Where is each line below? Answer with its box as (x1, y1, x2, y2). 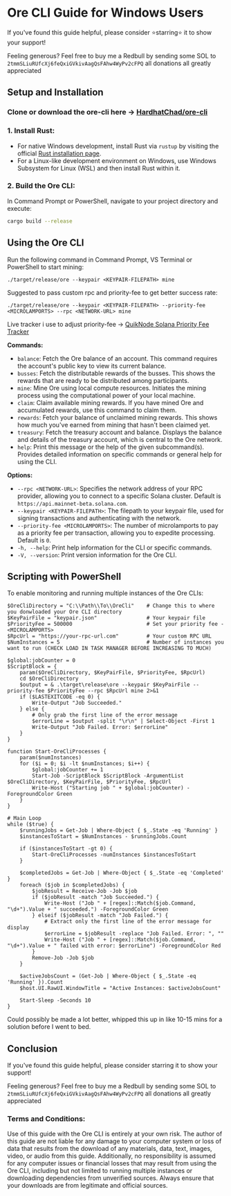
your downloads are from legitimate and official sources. (7, 1181, 168, 1190)
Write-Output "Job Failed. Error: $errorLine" (32, 724, 169, 731)
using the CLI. (17, 457, 57, 465)
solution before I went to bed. (7, 1023, 91, 1031)
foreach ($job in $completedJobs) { (19, 882, 126, 889)
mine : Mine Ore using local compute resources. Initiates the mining (17, 384, 206, 392)
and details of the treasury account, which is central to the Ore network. (17, 435, 223, 443)
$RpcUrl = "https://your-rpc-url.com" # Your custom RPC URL (7, 633, 212, 640)
